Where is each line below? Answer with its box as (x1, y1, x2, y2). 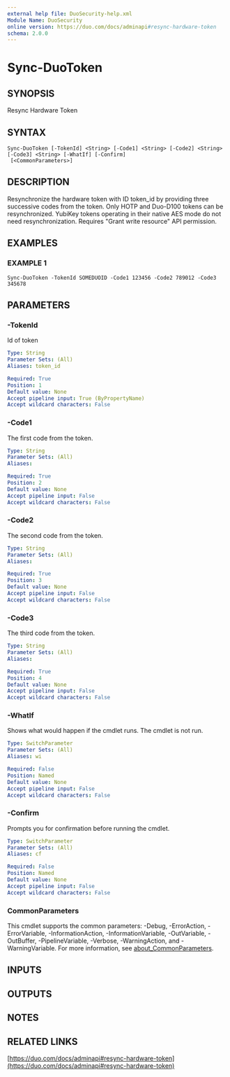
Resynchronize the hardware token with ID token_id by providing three (7, 194, 209, 203)
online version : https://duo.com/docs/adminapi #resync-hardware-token (7, 23, 217, 30)
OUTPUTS (7, 987, 52, 1000)
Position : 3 (7, 577, 42, 584)
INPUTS (7, 964, 42, 976)
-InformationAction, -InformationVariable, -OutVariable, (48, 929, 207, 938)
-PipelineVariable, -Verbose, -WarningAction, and (38, 936, 180, 945)
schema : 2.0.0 (7, 29, 49, 37)
